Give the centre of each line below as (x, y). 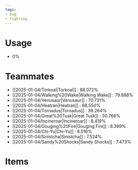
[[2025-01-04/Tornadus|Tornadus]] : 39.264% (59, 111)
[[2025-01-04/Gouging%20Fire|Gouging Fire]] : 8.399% (69, 126)
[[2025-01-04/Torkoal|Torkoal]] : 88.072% (55, 90)
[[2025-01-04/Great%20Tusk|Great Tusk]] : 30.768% (66, 116)
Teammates (30, 76)
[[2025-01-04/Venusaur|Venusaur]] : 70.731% (59, 100)
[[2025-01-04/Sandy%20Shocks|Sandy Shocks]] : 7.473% (72, 142)
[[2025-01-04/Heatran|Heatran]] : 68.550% (56, 105)
